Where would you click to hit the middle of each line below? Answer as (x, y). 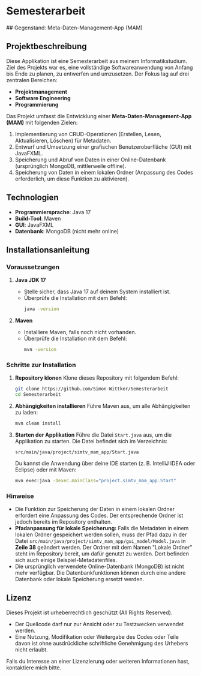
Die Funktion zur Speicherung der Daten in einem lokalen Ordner (95, 509)
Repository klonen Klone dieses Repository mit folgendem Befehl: (97, 378)
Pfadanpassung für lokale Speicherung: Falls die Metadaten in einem (102, 528)
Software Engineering (43, 98)
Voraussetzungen (33, 267)
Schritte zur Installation (41, 365)
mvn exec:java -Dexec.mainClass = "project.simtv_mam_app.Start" (96, 480)
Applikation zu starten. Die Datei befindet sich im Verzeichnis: (91, 441)
